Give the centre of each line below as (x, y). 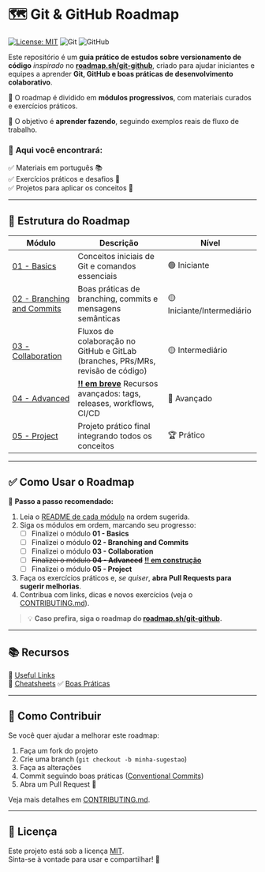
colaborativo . (30, 82)
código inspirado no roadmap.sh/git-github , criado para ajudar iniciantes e (131, 65)
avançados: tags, (109, 393)
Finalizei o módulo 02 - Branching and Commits (110, 542)
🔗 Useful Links (32, 675)
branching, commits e (118, 299)
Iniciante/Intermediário (210, 310)
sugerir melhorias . (50, 586)
